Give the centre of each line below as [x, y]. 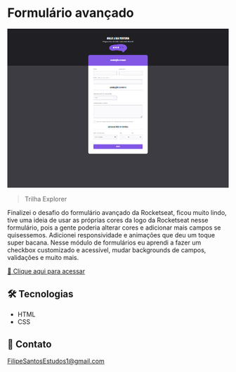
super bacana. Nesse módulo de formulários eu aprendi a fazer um [104, 242]
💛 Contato [29, 344]
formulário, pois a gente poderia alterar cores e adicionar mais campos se [114, 228]
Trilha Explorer [46, 199]
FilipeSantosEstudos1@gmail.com [56, 361]
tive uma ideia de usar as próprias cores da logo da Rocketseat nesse [108, 220]
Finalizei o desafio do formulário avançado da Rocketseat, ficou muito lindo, [117, 212]
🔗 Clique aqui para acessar [46, 271]
